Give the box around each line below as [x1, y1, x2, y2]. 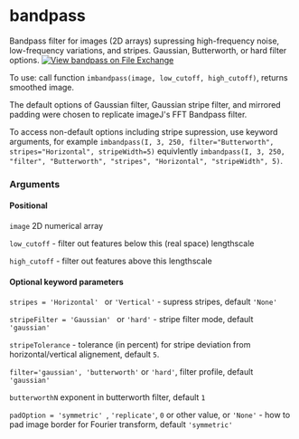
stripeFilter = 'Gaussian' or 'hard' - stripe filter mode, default [9, 314, 254, 325]
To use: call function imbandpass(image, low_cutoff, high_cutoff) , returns [9, 72, 288, 82]
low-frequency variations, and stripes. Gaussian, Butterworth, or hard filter [9, 44, 287, 55]
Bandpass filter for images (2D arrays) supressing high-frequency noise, [9, 35, 280, 46]
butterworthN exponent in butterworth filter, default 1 [9, 392, 206, 403]
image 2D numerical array [9, 221, 104, 232]
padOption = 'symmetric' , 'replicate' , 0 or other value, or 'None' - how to [9, 409, 291, 421]
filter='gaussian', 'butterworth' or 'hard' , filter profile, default [9, 367, 254, 377]
